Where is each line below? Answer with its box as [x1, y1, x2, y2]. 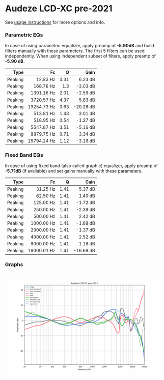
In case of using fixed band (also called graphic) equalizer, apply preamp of [5, 163, 158, 169]
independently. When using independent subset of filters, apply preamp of [5, 53, 156, 59]
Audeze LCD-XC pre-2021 [5, 3, 113, 14]
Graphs [5, 261, 23, 268]
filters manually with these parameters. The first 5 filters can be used [5, 48, 145, 54]
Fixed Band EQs [5, 151, 43, 158]
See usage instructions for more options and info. [5, 19, 106, 25]
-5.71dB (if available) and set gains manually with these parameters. [5, 168, 142, 174]
